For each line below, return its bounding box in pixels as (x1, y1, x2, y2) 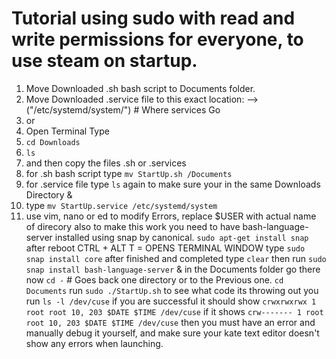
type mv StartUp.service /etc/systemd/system (25, 199, 218, 211)
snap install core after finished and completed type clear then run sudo (25, 252, 327, 264)
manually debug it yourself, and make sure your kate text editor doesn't (25, 327, 320, 339)
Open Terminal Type (25, 125, 110, 137)
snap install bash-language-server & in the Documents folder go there (25, 263, 321, 275)
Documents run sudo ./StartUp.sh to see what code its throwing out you (25, 284, 319, 296)
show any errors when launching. (25, 337, 164, 349)
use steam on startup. (11, 50, 198, 72)
